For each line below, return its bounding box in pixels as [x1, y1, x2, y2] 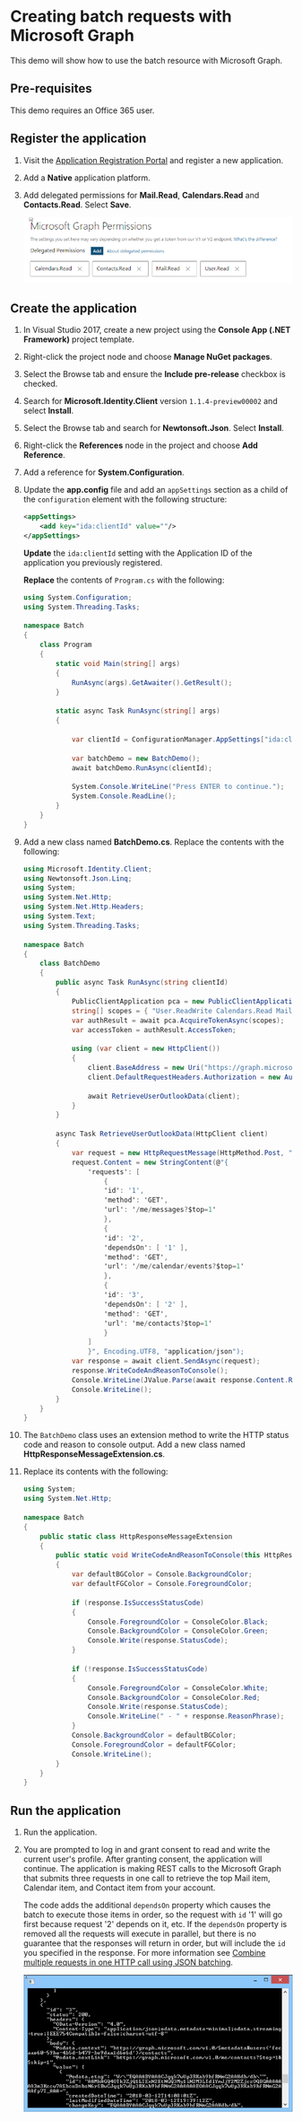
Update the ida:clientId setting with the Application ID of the [22, 548, 253, 558]
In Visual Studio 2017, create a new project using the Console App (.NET [22, 325, 291, 336]
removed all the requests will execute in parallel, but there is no [22, 1928, 256, 1940]
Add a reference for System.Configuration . [22, 467, 185, 478]
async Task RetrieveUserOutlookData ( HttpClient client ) [56, 1129, 269, 1139]
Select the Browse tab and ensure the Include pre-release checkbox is [22, 369, 286, 380]
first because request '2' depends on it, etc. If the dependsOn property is [22, 1919, 288, 1930]
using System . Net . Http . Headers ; [22, 902, 144, 912]
